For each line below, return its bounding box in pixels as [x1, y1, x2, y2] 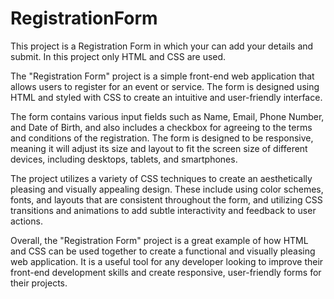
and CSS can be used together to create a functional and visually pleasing [10, 245, 316, 257]
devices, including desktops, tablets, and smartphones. [10, 153, 238, 165]
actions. [10, 215, 43, 227]
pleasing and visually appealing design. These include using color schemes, [10, 183, 324, 195]
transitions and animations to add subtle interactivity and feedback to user [10, 204, 317, 216]
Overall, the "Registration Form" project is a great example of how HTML [10, 234, 309, 246]
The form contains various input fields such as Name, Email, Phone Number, [10, 110, 325, 122]
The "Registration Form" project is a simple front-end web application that [10, 70, 315, 82]
